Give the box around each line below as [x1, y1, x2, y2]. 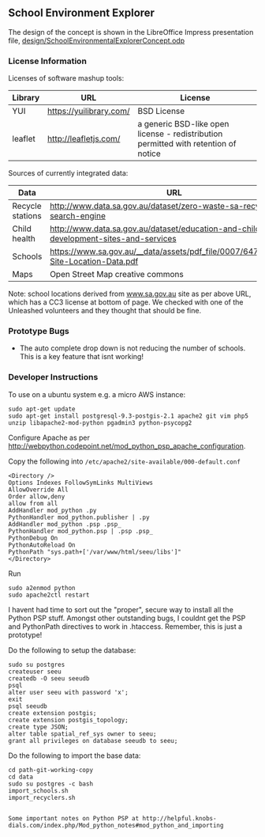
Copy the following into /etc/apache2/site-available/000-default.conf [8, 456, 241, 466]
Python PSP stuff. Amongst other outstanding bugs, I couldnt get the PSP [8, 613, 246, 623]
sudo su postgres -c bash [8, 779, 93, 788]
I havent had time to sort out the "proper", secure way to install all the [8, 604, 234, 614]
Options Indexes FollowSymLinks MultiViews [8, 479, 154, 487]
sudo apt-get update [8, 405, 77, 413]
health [12, 233, 35, 244]
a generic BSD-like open [137, 119, 230, 130]
